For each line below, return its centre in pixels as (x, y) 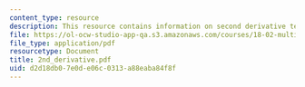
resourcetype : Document (54, 52)
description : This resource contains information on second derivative (148, 26)
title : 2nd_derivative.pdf (60, 60)
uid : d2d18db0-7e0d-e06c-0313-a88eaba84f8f (93, 69)
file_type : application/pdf (63, 43)
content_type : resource (54, 18)
